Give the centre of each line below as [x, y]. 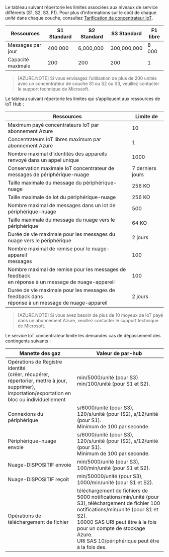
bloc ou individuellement [37, 399]
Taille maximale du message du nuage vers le [61, 220]
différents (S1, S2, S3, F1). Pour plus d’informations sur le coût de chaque [81, 13]
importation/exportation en [39, 393]
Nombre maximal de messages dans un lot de [62, 205]
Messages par [25, 45]
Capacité [18, 60]
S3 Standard [126, 33]
